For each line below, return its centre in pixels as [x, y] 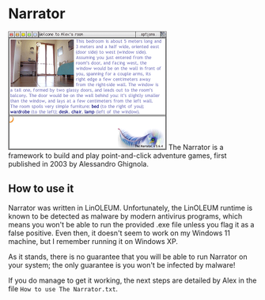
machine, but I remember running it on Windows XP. [93, 241]
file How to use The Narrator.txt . [63, 288]
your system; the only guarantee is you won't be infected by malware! [122, 264]
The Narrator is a [196, 147]
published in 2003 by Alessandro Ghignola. [78, 163]
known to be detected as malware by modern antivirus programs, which [125, 216]
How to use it [41, 189]
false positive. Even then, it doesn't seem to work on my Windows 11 [119, 233]
